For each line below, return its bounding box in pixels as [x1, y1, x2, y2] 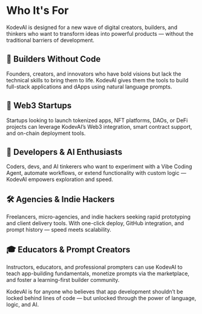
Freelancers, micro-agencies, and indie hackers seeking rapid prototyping [6, 213, 191, 221]
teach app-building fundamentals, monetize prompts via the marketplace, [6, 270, 189, 277]
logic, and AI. [6, 301, 39, 308]
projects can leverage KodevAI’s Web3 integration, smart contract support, [6, 123, 192, 130]
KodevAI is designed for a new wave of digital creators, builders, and [6, 24, 177, 31]
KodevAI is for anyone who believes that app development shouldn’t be [6, 288, 183, 295]
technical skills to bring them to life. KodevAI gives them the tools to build [6, 76, 189, 83]
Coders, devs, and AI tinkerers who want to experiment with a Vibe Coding [6, 163, 192, 170]
